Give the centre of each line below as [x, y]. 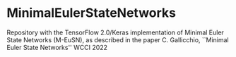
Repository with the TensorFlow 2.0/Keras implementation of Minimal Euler [115, 32]
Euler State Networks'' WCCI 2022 [57, 47]
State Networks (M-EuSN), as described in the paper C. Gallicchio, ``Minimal [118, 39]
